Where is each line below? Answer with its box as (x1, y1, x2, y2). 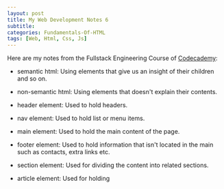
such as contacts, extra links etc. (16, 148, 110, 156)
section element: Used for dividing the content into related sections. (16, 161, 209, 169)
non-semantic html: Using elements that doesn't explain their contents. (16, 88, 218, 96)
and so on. (16, 74, 47, 83)
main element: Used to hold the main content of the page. (16, 128, 180, 136)
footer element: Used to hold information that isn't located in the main (16, 141, 214, 149)
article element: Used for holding (16, 175, 110, 183)
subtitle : (7, 23, 36, 29)
